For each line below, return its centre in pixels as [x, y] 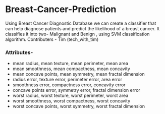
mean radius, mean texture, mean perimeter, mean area [70, 64]
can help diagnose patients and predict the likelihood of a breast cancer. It [82, 28]
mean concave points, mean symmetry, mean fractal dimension [78, 74]
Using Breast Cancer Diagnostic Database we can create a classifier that [81, 23]
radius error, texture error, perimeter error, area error [67, 80]
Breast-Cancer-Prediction [61, 9]
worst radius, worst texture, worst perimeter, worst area [70, 96]
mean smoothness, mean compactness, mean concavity [71, 69]
